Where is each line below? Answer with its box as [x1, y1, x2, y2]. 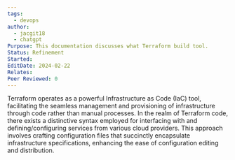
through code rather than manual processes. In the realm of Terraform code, [7, 109, 229, 117]
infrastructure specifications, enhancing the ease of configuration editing [7, 139, 219, 147]
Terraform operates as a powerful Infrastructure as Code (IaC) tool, [7, 94, 202, 103]
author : [7, 23, 30, 30]
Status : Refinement [7, 50, 65, 57]
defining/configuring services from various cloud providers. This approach [7, 124, 223, 133]
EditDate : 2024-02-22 [7, 62, 71, 69]
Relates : [7, 68, 33, 75]
